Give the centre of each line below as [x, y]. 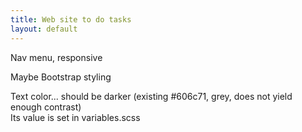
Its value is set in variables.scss [75, 117]
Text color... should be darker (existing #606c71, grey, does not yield [151, 96]
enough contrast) [46, 107]
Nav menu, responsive [56, 57]
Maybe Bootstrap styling [61, 77]
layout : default [44, 29]
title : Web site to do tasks [71, 19]
